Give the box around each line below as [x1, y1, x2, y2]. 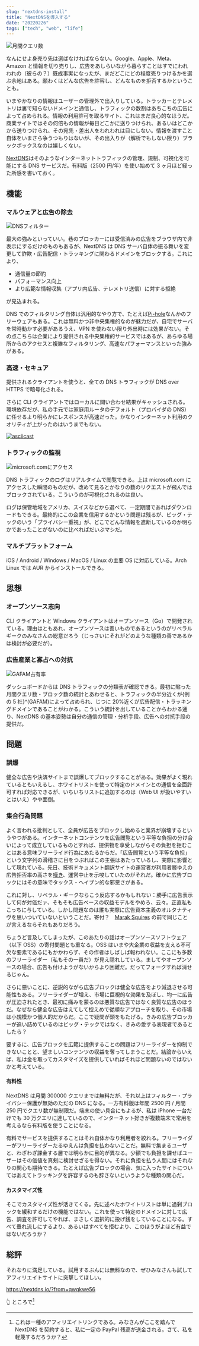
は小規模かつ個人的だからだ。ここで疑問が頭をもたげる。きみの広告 [6, 1013, 172, 1020]
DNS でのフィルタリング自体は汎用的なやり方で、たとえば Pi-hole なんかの [6, 310, 187, 317]
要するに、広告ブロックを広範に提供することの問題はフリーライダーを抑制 [6, 1040, 188, 1047]
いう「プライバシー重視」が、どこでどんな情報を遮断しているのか [21, 518, 182, 525]
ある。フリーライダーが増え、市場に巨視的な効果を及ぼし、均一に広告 [21, 991, 193, 998]
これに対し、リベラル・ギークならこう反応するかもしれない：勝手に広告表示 [6, 891, 193, 898]
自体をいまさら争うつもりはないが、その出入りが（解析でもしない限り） [6, 134, 182, 142]
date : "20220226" [6, 20, 49, 26]
